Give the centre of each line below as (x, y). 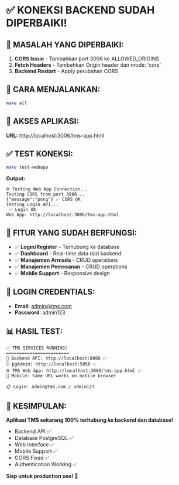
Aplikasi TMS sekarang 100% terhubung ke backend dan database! (90, 420)
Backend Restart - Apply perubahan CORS (66, 71)
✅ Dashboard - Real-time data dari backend (68, 253)
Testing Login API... (32, 205)
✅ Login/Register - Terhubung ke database (67, 247)
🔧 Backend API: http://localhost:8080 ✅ (56, 358)
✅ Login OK (22, 210)
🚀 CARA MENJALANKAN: (53, 89)
